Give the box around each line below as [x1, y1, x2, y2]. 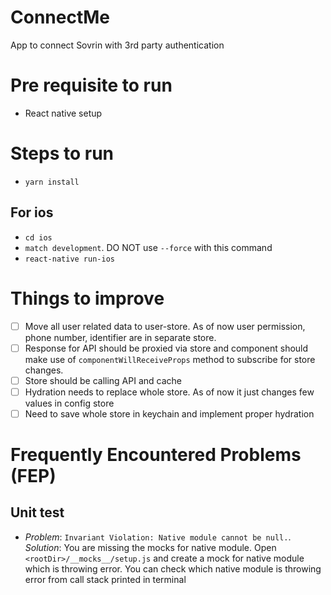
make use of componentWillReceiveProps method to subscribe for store [24, 353, 316, 365]
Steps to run [10, 142, 115, 165]
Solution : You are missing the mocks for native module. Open [24, 541, 277, 553]
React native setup [24, 107, 103, 119]
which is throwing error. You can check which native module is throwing [24, 562, 322, 575]
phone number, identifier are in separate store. [24, 331, 217, 343]
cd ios [24, 232, 53, 243]
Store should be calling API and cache [24, 374, 182, 386]
